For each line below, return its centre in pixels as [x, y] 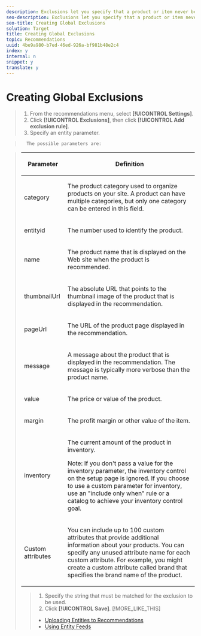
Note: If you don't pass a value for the [120, 463]
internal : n [21, 56]
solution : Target [28, 28]
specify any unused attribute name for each [129, 553]
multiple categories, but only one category [127, 201]
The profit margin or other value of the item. [129, 421]
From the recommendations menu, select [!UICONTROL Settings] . [112, 114]
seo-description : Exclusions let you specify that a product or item [95, 17]
